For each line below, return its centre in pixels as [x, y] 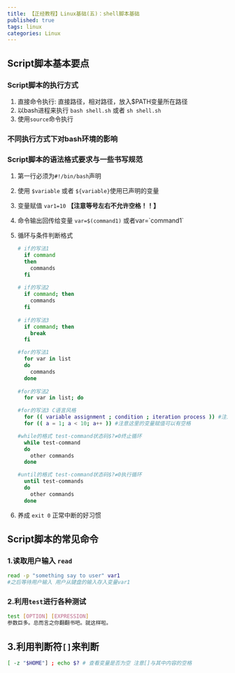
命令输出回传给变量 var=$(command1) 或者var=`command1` [100, 220]
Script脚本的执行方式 [43, 85]
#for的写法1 [33, 353]
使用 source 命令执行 [45, 119]
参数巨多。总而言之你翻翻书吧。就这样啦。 [59, 623]
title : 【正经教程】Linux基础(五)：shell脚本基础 [73, 14]
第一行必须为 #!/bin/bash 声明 [59, 176]
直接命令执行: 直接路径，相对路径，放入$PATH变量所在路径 [102, 101]
